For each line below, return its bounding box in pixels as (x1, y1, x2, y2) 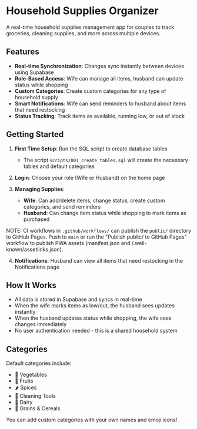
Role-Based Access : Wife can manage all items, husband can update (14, 75, 183, 82)
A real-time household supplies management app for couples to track (6, 24, 175, 31)
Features (6, 47, 39, 57)
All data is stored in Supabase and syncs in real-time (14, 296, 142, 303)
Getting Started (6, 129, 64, 139)
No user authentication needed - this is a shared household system (14, 327, 178, 334)
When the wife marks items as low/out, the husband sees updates (14, 302, 175, 309)
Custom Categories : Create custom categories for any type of (14, 87, 166, 95)
